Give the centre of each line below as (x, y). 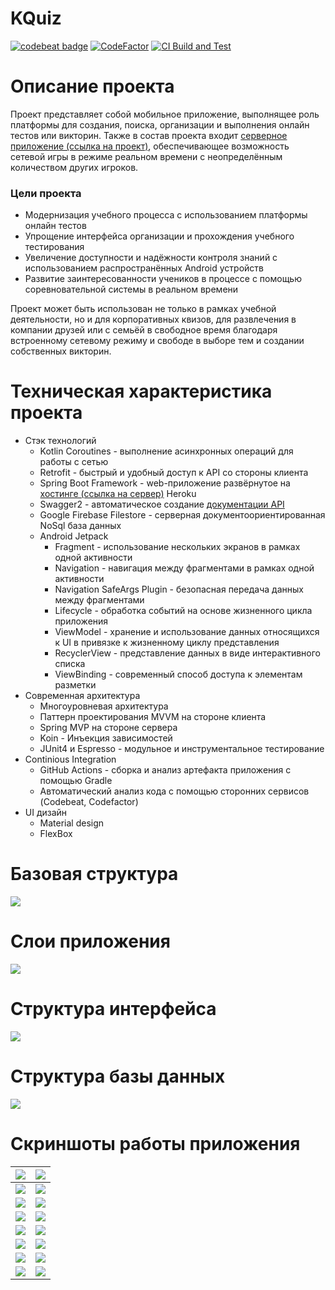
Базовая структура (94, 874)
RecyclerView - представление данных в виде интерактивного (187, 653)
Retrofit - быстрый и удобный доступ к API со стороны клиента (174, 473)
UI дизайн (46, 813)
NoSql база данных (80, 526)
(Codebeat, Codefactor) (89, 802)
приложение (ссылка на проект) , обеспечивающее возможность (150, 146)
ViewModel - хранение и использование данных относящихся (187, 632)
